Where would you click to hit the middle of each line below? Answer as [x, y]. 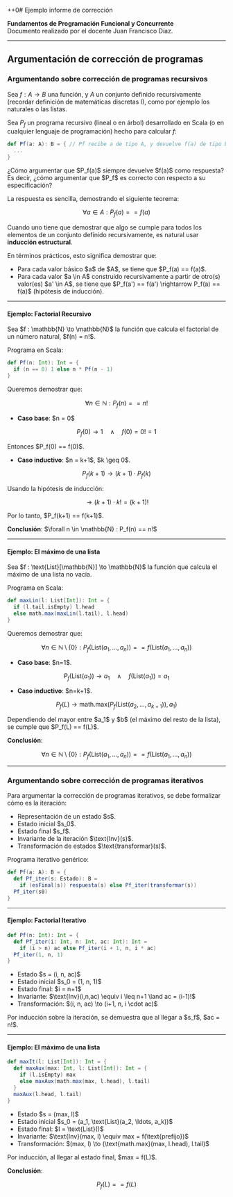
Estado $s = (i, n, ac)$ [49, 974]
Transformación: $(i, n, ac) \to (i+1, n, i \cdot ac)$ [87, 1004]
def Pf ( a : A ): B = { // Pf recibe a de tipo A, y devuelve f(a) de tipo [114, 144]
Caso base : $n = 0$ [46, 418]
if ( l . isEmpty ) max [48, 1075]
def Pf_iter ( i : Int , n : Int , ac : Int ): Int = [80, 942]
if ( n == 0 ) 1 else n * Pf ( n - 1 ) [63, 369]
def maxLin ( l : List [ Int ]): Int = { [59, 601]
